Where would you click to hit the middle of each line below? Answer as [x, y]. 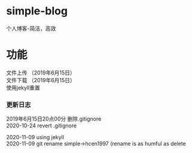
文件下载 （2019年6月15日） [41, 80]
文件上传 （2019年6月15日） [41, 73]
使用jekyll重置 [23, 88]
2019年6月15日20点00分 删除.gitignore [54, 119]
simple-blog [37, 11]
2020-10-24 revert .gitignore [42, 126]
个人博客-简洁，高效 [31, 28]
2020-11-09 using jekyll [35, 137]
